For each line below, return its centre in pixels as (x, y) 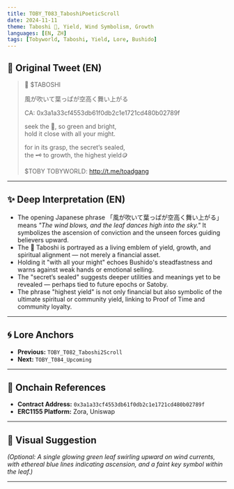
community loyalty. (45, 306)
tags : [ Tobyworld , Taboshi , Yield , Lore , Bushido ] (82, 40)
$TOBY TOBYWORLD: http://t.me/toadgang (87, 171)
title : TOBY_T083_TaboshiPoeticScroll (63, 14)
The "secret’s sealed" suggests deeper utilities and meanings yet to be (119, 277)
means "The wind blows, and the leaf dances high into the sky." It (112, 225)
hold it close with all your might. (70, 134)
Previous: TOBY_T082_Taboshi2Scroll (70, 352)
